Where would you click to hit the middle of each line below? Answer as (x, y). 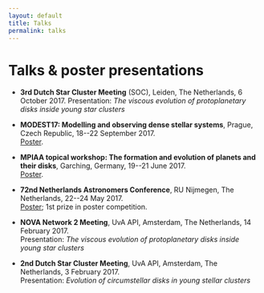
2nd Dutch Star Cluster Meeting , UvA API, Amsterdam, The (119, 263)
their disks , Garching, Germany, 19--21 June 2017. (103, 166)
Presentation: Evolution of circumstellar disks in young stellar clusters (135, 280)
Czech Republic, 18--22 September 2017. (87, 134)
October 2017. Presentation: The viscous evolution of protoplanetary (133, 101)
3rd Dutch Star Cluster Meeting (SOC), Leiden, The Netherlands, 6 (131, 92)
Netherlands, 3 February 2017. (70, 272)
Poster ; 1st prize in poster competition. (83, 207)
